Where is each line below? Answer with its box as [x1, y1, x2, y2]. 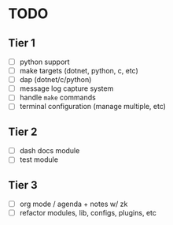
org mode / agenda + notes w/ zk [19, 199, 128, 209]
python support [19, 57, 70, 66]
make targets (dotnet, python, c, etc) [19, 66, 139, 76]
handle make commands [19, 92, 96, 103]
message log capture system [19, 84, 114, 93]
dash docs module [19, 146, 80, 156]
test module [19, 155, 59, 164]
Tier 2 [8, 125, 38, 138]
